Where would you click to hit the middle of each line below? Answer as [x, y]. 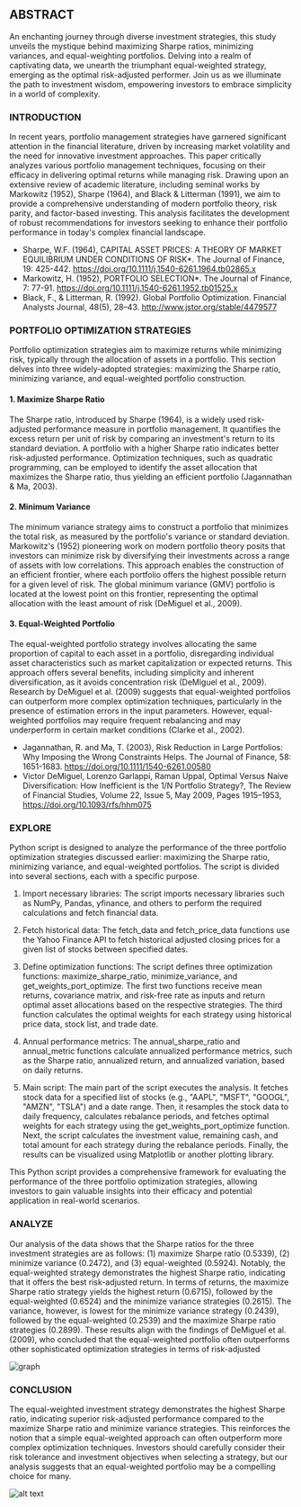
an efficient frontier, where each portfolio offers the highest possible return [148, 574]
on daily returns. [53, 1071]
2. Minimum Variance [50, 507]
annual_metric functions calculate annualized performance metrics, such [157, 1051]
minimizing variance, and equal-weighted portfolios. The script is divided [145, 866]
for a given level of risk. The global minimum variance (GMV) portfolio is [142, 584]
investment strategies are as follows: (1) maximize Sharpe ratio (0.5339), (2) [150, 1253]
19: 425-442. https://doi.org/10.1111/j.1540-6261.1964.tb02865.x [139, 269]
